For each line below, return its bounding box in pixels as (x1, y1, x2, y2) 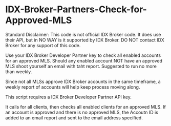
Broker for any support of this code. (5, 42, 81, 48)
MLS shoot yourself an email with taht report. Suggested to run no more (5, 63, 157, 69)
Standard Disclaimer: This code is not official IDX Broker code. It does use (5, 31, 161, 37)
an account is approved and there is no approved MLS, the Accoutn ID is (5, 109, 159, 115)
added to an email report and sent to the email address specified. (5, 114, 143, 121)
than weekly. (5, 68, 32, 75)
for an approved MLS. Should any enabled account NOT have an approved (5, 57, 163, 64)
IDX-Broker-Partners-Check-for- (5, 4, 147, 15)
